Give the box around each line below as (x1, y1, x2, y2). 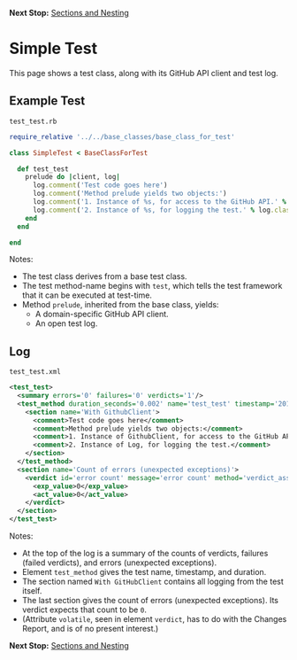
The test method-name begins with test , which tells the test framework (21, 281, 283, 291)
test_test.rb (9, 117, 57, 126)
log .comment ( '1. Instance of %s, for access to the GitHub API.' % (32, 198, 287, 206)
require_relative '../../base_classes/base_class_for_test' (9, 132, 236, 141)
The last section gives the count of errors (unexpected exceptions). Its (21, 595, 278, 606)
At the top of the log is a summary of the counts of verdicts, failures (21, 548, 269, 559)
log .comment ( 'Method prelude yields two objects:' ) (32, 190, 227, 198)
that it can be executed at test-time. (21, 290, 153, 300)
